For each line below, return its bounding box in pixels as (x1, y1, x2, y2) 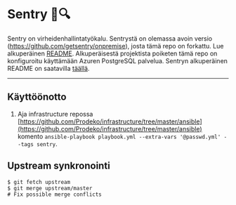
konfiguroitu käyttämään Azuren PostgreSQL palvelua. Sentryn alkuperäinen (7, 56, 228, 65)
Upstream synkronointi (7, 160, 110, 172)
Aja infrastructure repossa (17, 110, 93, 118)
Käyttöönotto (7, 91, 67, 103)
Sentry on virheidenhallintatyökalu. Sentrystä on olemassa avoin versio (7, 34, 213, 43)
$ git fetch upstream (7, 178, 71, 185)
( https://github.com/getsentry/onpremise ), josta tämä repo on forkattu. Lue (7, 41, 224, 50)
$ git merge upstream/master (7, 185, 93, 192)
